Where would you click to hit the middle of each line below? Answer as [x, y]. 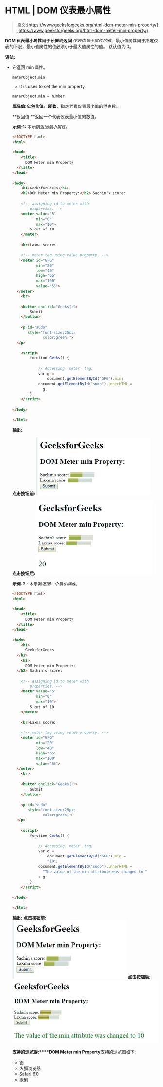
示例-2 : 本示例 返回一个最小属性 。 [46, 584]
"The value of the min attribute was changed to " [95, 872]
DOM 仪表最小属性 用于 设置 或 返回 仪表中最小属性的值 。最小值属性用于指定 [80, 41]
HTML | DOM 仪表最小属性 [58, 10]
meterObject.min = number [38, 96]
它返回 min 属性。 [30, 67]
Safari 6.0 [29, 1074]
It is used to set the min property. [53, 86]
